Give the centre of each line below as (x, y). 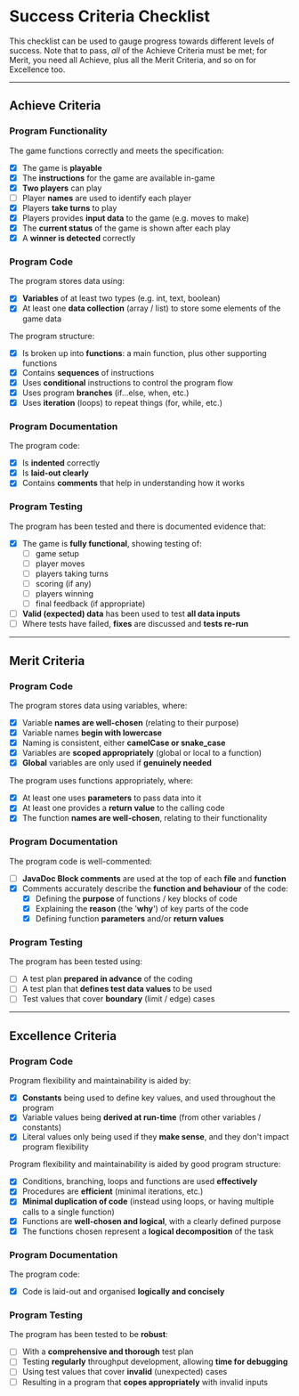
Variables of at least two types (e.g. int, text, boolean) (121, 298)
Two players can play (62, 188)
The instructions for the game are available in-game (118, 178)
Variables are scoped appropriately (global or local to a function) (142, 753)
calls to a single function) (69, 1212)
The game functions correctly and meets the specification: (117, 150)
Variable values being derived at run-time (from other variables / (141, 1117)
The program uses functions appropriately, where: (101, 781)
